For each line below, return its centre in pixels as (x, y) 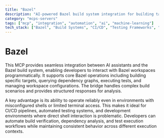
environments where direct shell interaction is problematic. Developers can (80, 116)
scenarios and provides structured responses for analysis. (63, 91)
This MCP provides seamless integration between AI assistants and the (76, 65)
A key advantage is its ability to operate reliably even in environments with (80, 101)
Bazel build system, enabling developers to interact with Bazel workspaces (80, 70)
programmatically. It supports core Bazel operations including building (76, 75)
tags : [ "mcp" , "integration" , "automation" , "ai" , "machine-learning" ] (79, 23)
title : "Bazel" (20, 9)
